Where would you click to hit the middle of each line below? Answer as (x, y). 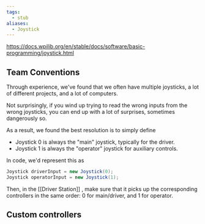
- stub (20, 18)
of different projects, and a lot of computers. (62, 94)
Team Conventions (43, 72)
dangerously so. (27, 118)
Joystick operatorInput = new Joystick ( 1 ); (63, 177)
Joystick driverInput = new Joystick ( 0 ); (60, 172)
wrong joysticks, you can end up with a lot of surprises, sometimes (91, 112)
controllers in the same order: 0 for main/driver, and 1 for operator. (90, 195)
